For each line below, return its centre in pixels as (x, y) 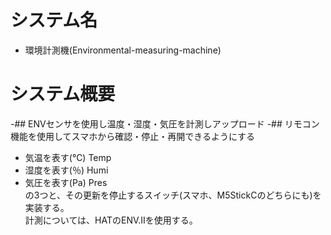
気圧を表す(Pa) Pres (66, 182)
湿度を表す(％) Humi (66, 170)
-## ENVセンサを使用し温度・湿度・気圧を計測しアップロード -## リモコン (165, 123)
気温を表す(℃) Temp (68, 157)
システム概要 (63, 94)
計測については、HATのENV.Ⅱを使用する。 (111, 220)
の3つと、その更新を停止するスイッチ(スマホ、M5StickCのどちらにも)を (173, 195)
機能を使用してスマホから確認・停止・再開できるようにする (133, 136)
